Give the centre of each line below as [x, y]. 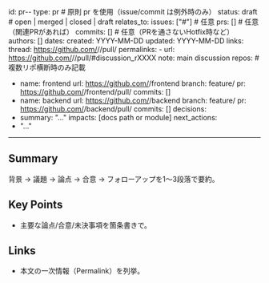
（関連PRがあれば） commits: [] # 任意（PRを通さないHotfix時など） [121, 32]
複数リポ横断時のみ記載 [47, 67]
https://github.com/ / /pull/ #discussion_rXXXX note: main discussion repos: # [134, 58]
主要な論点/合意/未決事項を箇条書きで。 [86, 225]
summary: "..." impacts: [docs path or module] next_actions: [118, 117]
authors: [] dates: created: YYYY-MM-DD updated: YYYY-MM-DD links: [126, 41]
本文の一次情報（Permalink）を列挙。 [82, 271]
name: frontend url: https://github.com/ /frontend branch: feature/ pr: [133, 83]
